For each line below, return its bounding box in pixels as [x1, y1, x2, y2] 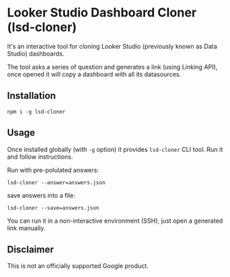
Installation [7, 90, 56, 102]
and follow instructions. [7, 153, 73, 161]
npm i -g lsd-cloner [7, 108, 66, 115]
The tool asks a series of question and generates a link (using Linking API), [7, 63, 218, 71]
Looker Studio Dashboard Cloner [7, 5, 197, 21]
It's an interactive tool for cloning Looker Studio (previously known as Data [7, 42, 218, 50]
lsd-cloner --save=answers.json [7, 204, 99, 211]
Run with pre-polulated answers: [7, 166, 99, 174]
